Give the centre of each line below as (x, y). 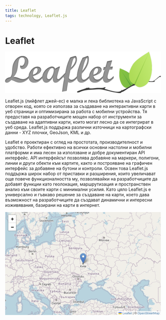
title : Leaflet (21, 10)
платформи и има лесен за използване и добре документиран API (75, 152)
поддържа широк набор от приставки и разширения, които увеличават (81, 174)
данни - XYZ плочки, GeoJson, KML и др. (48, 132)
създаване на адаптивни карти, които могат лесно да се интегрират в (79, 122)
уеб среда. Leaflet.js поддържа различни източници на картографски (78, 127)
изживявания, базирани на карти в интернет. (53, 205)
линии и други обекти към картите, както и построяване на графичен (79, 163)
